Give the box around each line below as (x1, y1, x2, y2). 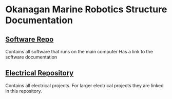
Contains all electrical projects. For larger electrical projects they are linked (5, 82, 164, 88)
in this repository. (5, 88, 42, 94)
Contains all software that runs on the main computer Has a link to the (5, 49, 153, 54)
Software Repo (5, 35, 54, 44)
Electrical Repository (5, 69, 74, 77)
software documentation (5, 54, 58, 60)
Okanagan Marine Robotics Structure (5, 4, 167, 15)
